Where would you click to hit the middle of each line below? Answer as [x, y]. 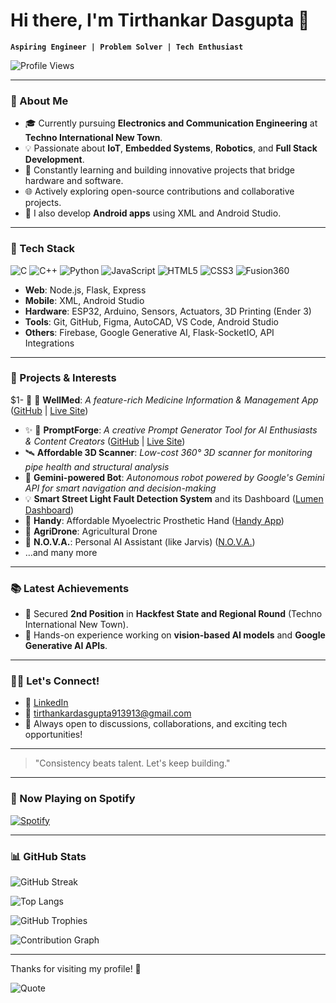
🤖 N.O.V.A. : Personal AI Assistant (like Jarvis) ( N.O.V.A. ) [140, 541]
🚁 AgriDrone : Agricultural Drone [91, 531]
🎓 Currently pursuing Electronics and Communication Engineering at [171, 123]
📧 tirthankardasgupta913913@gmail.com [108, 713]
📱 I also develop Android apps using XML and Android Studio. [153, 213]
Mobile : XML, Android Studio [84, 300]
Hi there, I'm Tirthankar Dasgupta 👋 [160, 20]
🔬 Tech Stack [43, 249]
